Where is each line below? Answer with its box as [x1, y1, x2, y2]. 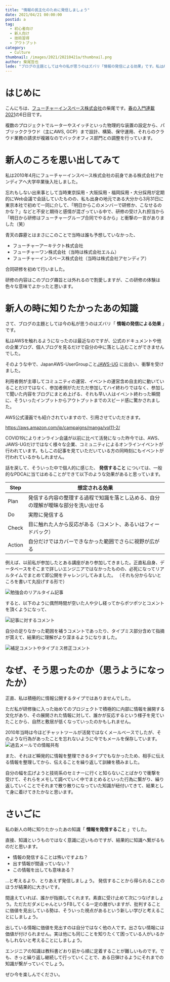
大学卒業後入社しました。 [27, 178, 81, 185]
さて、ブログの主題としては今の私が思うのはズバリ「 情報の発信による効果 [5, 320, 161, 326]
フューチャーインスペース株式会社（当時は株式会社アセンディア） [12, 256, 149, 261]
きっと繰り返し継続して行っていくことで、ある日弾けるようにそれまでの [14, 954, 164, 960]
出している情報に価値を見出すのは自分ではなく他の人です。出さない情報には [5, 924, 164, 930]
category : [5, 45, 26, 50]
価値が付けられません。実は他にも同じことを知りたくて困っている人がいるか [5, 931, 164, 937]
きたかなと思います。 [31, 789, 76, 795]
